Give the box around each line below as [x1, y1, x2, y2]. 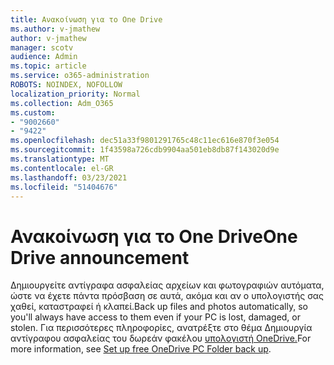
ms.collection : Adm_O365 [10, 98, 114, 108]
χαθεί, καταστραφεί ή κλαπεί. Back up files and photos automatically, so [10, 301, 308, 313]
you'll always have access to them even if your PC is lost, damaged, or [10, 311, 302, 323]
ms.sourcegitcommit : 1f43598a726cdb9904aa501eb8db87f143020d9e [10, 145, 280, 155]
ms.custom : [10, 107, 56, 118]
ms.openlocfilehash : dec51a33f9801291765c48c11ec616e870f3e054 [10, 136, 280, 146]
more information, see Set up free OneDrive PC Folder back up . [10, 343, 272, 355]
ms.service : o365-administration [10, 71, 150, 81]
